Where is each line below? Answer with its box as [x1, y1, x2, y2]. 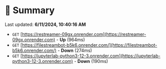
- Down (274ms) [57, 47, 92, 53]
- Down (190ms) [74, 58, 109, 64]
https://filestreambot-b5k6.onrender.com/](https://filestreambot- [22, 42, 157, 48]
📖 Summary [5, 5, 55, 16]
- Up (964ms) [56, 37, 85, 43]
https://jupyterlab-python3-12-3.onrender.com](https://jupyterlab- [22, 53, 161, 59]
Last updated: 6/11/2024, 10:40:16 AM [5, 21, 86, 27]
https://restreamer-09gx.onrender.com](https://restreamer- [22, 31, 147, 37]
